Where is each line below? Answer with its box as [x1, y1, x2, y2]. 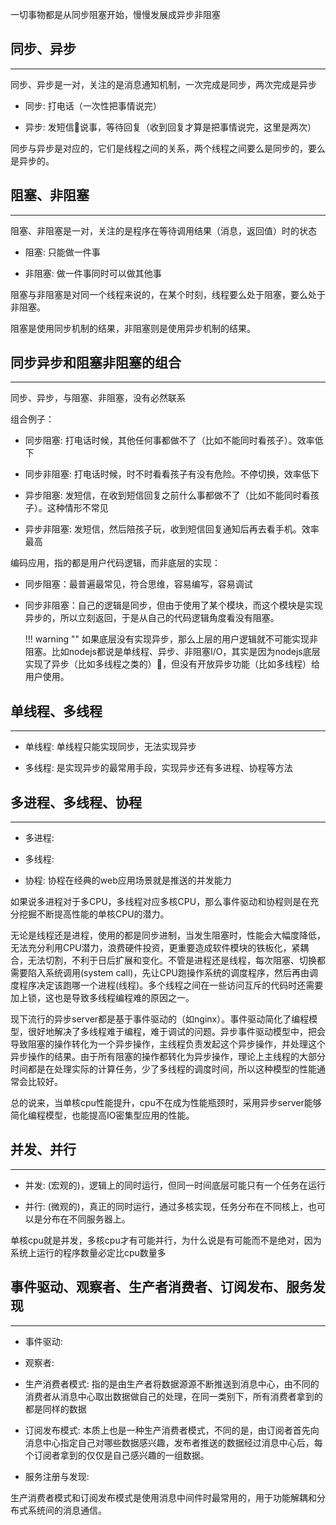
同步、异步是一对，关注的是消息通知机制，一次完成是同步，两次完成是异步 [10, 78, 317, 90]
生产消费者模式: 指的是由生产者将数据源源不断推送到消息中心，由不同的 [24, 1378, 320, 1390]
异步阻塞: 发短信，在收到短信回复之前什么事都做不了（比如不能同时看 [24, 489, 311, 502]
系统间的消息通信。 [27, 1504, 107, 1516]
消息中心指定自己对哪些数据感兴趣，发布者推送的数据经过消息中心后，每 [24, 1436, 323, 1448]
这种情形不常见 [46, 502, 109, 514]
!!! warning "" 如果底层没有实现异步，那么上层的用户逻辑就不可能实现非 [24, 633, 319, 645]
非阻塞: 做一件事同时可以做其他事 [24, 267, 162, 279]
